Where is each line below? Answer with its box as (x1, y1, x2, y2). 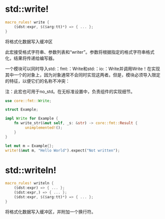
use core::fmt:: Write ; (5, 98, 52, 103)
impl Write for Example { (5, 116, 58, 121)
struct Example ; (5, 107, 38, 112)
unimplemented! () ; (25, 125, 63, 130)
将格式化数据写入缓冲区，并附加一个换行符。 (5, 209, 96, 215)
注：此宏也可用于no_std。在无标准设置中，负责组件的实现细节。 (5, 88, 135, 94)
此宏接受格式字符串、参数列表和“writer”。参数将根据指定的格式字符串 (5, 49, 146, 55)
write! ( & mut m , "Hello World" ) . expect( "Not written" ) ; (5, 148, 120, 153)
